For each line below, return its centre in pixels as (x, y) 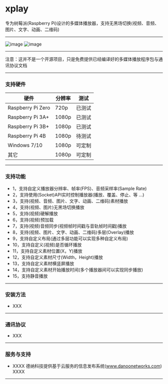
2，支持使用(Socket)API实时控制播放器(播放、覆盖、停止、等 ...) (78, 194)
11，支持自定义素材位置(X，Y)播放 (47, 251)
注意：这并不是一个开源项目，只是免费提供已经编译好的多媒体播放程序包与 (82, 59)
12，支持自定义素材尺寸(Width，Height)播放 (58, 257)
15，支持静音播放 (30, 276)
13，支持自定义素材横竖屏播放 (43, 263)
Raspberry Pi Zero (29, 108)
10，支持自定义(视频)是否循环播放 (47, 244)
